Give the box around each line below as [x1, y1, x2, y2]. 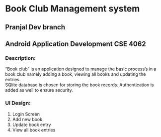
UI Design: [5, 100, 31, 107]
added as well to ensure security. [5, 87, 73, 93]
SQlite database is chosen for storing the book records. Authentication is [5, 82, 154, 88]
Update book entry [12, 122, 51, 128]
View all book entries [12, 127, 56, 133]
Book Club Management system [5, 3, 140, 14]
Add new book [12, 116, 43, 122]
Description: [5, 54, 36, 61]
